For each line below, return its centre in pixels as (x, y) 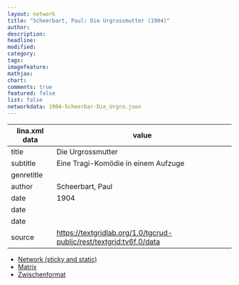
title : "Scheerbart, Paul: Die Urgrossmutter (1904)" (89, 21)
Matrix (27, 266)
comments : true (30, 87)
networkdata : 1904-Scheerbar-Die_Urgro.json (74, 107)
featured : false (31, 93)
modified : (22, 47)
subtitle (23, 163)
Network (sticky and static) (57, 259)
